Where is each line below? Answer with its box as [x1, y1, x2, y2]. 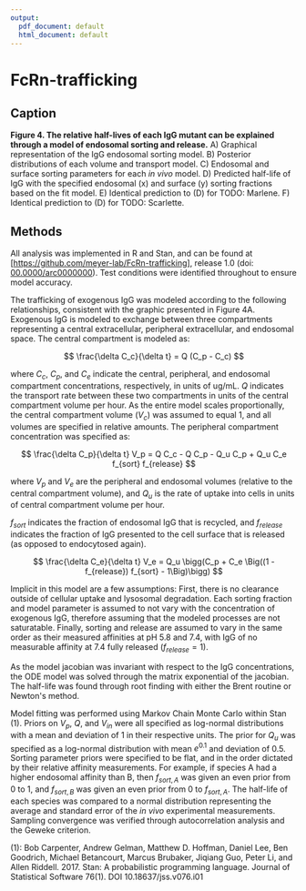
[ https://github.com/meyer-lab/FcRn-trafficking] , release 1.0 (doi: [10, 258, 254, 268]
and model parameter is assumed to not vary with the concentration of [10, 602, 276, 614]
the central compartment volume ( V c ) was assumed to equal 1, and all [10, 409, 271, 422]
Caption [10, 106, 57, 121]
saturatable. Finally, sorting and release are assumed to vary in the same [10, 623, 283, 633]
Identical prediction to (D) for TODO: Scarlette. [10, 197, 185, 208]
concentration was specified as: [10, 430, 131, 441]
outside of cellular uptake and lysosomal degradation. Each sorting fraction [10, 593, 292, 604]
